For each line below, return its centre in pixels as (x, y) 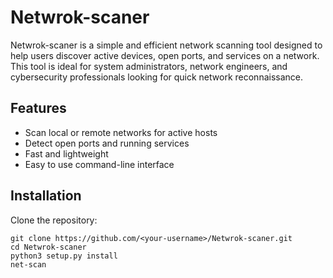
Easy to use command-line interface (99, 164)
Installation (46, 196)
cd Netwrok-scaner (48, 247)
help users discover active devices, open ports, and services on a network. (165, 55)
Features (38, 108)
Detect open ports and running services (107, 143)
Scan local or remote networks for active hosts (121, 132)
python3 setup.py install (64, 256)
